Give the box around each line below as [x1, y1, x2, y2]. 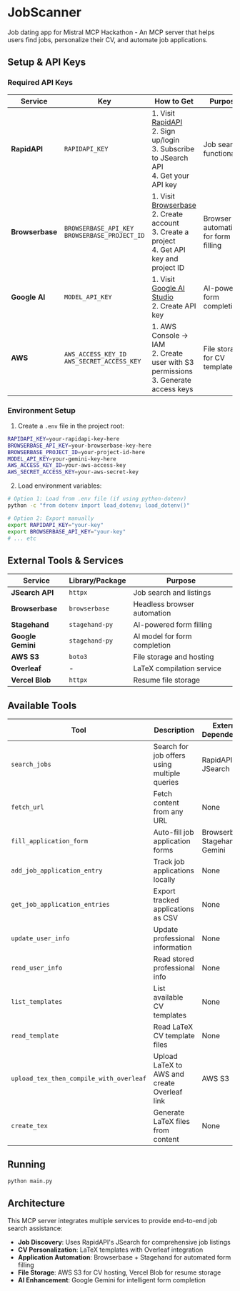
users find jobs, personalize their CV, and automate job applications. [7, 35, 209, 44]
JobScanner [7, 4, 82, 21]
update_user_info [11, 935, 70, 943]
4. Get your [151, 171, 189, 181]
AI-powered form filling [133, 620, 213, 630]
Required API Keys [7, 78, 74, 88]
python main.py [7, 1177, 53, 1185]
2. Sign [151, 126, 176, 136]
